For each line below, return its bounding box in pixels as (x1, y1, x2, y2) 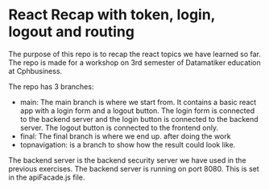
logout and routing (8, 22, 135, 41)
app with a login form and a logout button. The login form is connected (19, 106, 255, 115)
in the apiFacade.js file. (8, 172, 85, 182)
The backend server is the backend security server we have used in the (8, 155, 247, 165)
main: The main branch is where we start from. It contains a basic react (19, 97, 257, 107)
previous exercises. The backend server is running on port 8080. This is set (8, 164, 259, 173)
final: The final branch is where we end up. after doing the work (19, 131, 231, 141)
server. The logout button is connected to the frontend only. (19, 123, 219, 132)
